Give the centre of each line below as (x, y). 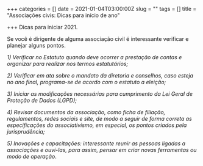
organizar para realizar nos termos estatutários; (68, 64)
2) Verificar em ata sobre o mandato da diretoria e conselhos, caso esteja (100, 75)
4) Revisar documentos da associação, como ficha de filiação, (86, 112)
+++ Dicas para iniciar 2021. (42, 27)
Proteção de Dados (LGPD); (42, 100)
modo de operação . (32, 156)
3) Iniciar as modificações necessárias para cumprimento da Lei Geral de (100, 94)
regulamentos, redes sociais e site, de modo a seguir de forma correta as (100, 119)
